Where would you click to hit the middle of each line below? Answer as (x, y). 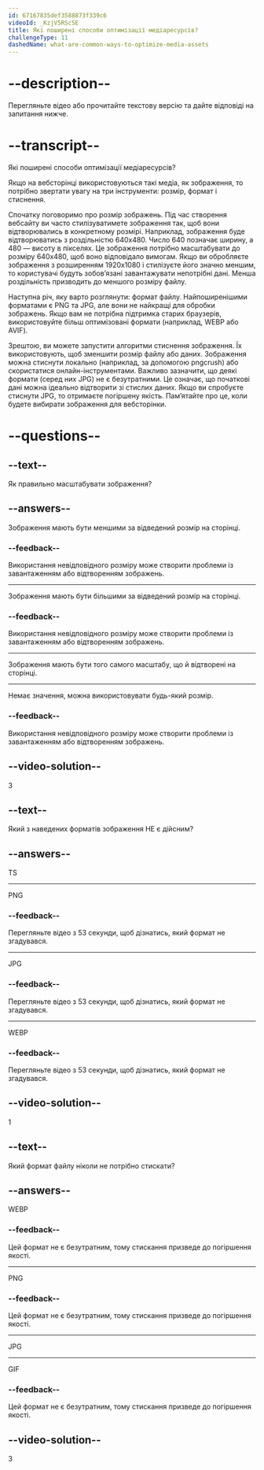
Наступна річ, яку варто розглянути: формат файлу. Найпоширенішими (128, 297)
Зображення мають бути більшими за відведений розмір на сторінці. (125, 596)
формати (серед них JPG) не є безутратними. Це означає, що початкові (129, 379)
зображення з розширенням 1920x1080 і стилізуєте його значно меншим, (132, 265)
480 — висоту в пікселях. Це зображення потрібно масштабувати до (125, 248)
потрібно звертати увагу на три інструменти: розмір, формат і (113, 191)
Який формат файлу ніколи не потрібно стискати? (92, 1165)
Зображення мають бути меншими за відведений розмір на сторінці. (125, 528)
